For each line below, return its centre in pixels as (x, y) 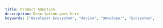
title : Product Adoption (30, 9)
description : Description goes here (42, 14)
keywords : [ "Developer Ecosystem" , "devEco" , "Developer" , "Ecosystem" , (80, 18)
